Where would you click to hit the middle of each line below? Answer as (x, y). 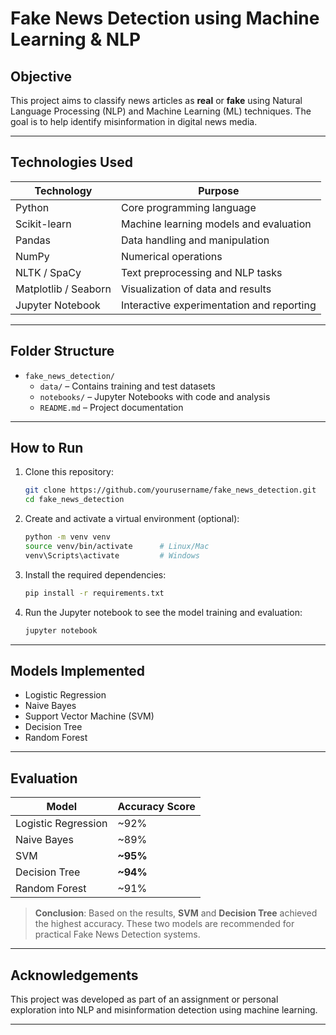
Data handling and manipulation (195, 240)
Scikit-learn (43, 224)
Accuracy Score (156, 807)
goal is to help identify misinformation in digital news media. (134, 121)
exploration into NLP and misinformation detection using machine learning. (164, 1010)
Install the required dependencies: (95, 574)
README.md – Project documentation (111, 407)
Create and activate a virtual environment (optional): (132, 519)
